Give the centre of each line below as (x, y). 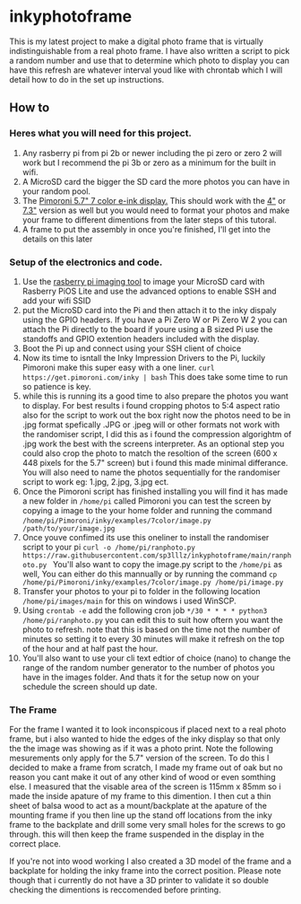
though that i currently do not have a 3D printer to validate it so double (139, 881)
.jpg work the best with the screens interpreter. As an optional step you (153, 443)
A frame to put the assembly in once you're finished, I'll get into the (146, 229)
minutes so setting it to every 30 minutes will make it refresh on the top (153, 638)
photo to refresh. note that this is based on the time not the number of (151, 629)
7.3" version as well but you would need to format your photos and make (156, 210)
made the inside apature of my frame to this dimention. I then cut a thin (140, 796)
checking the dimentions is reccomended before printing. (115, 890)
